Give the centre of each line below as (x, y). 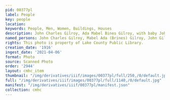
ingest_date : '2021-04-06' (34, 52)
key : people (18, 19)
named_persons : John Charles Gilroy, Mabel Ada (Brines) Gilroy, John (81, 38)
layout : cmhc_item (25, 71)
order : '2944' (20, 66)
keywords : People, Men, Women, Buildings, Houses (59, 29)
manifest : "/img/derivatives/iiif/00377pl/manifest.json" (68, 85)
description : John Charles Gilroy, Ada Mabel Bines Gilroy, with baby (81, 33)
